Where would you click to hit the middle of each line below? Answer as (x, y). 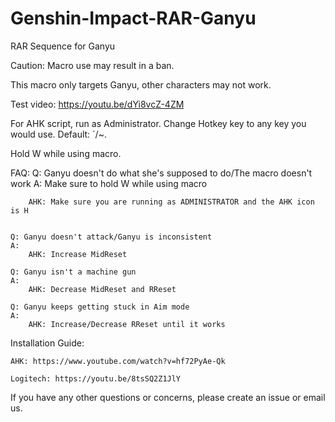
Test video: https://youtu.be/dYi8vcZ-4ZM (97, 104)
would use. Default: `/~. (58, 134)
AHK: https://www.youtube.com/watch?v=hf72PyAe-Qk (118, 361)
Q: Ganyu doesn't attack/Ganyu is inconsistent (111, 237)
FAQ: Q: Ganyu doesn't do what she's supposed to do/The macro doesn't (161, 173)
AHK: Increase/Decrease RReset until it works (127, 324)
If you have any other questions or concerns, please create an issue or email (168, 397)
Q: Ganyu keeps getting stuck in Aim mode (100, 307)
